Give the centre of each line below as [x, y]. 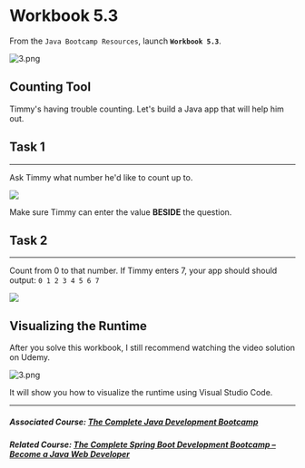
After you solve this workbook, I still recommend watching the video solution [152, 348]
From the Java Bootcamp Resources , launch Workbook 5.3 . [116, 41]
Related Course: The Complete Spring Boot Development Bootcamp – [143, 444]
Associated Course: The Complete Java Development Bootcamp [134, 422]
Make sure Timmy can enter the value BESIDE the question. [121, 212]
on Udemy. [30, 357]
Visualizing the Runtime [79, 326]
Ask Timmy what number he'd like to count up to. [101, 177]
